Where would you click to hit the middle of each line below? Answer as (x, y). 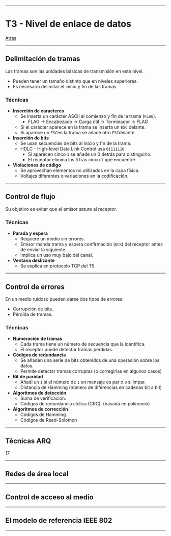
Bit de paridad (28, 377)
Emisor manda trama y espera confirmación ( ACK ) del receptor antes (92, 244)
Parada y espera (30, 233)
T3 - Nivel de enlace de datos (68, 24)
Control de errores (35, 287)
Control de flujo (31, 197)
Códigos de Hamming (43, 415)
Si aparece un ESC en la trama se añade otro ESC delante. (78, 133)
